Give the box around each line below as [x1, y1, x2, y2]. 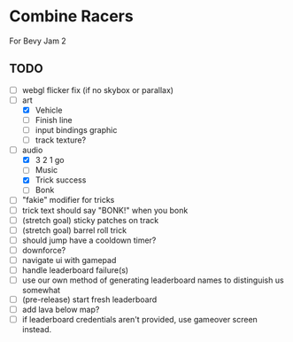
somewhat [21, 285, 60, 295]
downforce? [21, 245, 66, 255]
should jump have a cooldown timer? [21, 235, 157, 245]
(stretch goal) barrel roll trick [21, 224, 127, 236]
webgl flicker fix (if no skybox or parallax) [21, 84, 174, 95]
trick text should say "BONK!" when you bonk [21, 205, 189, 215]
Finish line [35, 114, 73, 125]
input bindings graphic [35, 125, 118, 135]
